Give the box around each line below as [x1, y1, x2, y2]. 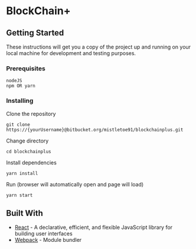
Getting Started [6, 28, 64, 38]
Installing [6, 96, 34, 105]
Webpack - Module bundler [14, 237, 82, 244]
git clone [6, 121, 31, 128]
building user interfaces [14, 230, 73, 237]
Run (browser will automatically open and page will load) [6, 180, 144, 187]
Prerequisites [6, 64, 45, 72]
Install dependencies [6, 159, 57, 166]
